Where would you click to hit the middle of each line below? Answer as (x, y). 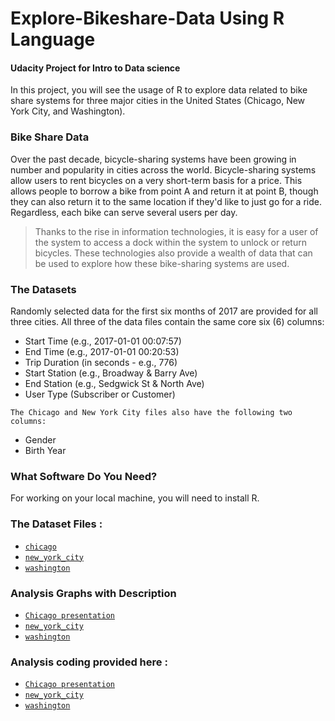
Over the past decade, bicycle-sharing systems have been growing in (153, 159)
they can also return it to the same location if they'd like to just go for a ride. (166, 201)
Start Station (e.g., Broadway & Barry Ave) (111, 373)
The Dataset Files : (56, 524)
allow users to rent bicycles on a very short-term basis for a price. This (156, 180)
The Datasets (43, 289)
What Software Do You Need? (84, 476)
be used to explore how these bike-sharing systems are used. (162, 263)
